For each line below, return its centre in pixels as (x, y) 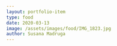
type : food (20, 17)
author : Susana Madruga (36, 34)
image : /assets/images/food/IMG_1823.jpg (59, 28)
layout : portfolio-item (36, 12)
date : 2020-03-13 (28, 23)
